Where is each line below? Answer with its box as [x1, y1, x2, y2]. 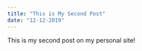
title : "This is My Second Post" [7, 10, 106, 17]
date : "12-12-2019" [7, 17, 65, 24]
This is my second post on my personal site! [7, 36, 136, 44]
